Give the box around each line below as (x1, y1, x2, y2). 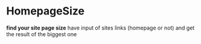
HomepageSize (6, 4, 85, 18)
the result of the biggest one (6, 30, 77, 37)
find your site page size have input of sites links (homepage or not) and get (6, 24, 195, 31)
